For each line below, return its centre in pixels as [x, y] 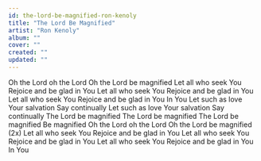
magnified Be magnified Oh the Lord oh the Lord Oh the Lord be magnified [130, 125]
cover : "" [25, 45]
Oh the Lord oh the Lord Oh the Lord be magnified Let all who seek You [125, 82]
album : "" [25, 38]
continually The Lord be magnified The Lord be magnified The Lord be [123, 116]
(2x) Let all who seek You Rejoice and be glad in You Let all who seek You [129, 132]
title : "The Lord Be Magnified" [62, 23]
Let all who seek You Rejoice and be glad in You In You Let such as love [125, 99]
